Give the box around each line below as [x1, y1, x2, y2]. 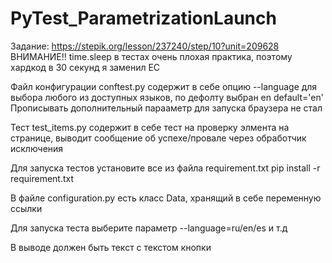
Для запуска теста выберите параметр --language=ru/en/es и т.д [10, 222, 288, 234]
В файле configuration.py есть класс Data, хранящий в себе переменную [10, 192, 322, 204]
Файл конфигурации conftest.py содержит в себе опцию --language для [10, 80, 318, 92]
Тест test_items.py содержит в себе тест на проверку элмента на [10, 121, 290, 133]
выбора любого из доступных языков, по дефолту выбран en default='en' [10, 91, 324, 103]
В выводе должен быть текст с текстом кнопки [10, 241, 212, 253]
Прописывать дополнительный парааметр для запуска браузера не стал [10, 102, 323, 114]
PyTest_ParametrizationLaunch [10, 7, 277, 30]
